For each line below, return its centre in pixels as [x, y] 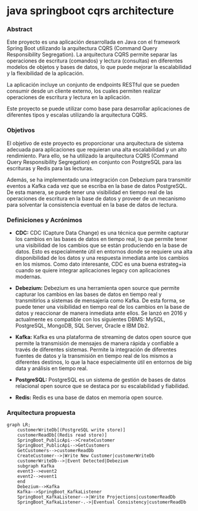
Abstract [20, 29]
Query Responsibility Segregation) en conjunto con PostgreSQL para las [94, 162]
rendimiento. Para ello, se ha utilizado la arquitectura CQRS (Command [93, 156]
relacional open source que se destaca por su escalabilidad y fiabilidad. [102, 386]
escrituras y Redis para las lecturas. [50, 168]
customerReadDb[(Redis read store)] [62, 435]
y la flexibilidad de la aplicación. [45, 73]
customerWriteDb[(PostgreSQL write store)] [72, 430]
